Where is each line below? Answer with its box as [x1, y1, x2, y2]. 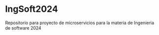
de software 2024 [5, 25, 42, 31]
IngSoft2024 [5, 3, 58, 15]
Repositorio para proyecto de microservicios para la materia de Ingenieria [5, 20, 154, 26]
